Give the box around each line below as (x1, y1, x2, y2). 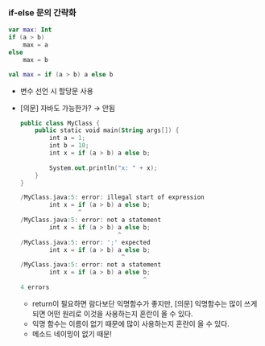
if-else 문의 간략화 (8, 6, 77, 18)
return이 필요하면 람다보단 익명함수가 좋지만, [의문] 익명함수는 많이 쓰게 (31, 299, 258, 308)
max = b (23, 56, 48, 64)
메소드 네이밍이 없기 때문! (31, 328, 113, 339)
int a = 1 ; (49, 134, 86, 142)
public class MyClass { (19, 119, 101, 127)
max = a (23, 41, 48, 49)
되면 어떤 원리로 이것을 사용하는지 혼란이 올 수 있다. (31, 308, 193, 319)
